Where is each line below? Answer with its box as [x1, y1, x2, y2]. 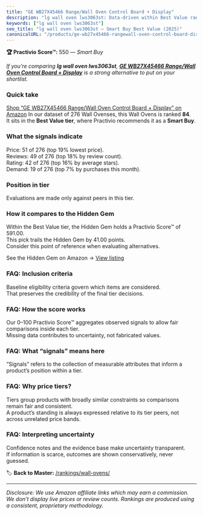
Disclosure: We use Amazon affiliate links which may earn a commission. [6, 489, 189, 496]
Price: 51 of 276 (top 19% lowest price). [6, 146, 105, 153]
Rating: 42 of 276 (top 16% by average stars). [6, 159, 120, 166]
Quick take [6, 90, 39, 99]
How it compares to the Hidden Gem [6, 209, 115, 218]
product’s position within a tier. [6, 367, 83, 374]
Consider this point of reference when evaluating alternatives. [6, 243, 160, 250]
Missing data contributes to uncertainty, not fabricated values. [6, 331, 161, 338]
